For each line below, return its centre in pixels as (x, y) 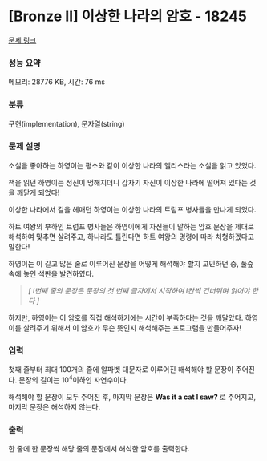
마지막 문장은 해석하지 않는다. (55, 406)
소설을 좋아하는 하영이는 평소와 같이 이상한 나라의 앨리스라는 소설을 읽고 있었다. (132, 165)
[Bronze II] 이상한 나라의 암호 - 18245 (127, 16)
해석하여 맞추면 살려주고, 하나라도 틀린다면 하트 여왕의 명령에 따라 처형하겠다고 (131, 237)
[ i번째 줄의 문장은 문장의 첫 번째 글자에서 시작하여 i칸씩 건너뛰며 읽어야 (139, 290)
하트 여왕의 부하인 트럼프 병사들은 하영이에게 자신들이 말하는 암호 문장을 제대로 (131, 226)
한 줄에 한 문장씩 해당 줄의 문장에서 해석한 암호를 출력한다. (99, 449)
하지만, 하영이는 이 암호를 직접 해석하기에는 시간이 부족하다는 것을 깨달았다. (126, 317)
